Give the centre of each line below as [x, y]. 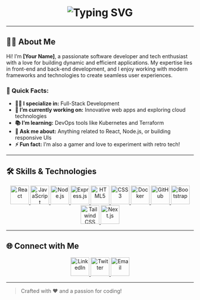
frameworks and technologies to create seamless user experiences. [89, 75]
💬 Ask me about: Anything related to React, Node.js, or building [93, 131]
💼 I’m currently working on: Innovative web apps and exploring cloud [100, 110]
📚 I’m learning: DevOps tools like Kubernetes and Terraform [89, 123]
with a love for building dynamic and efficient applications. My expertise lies [99, 62]
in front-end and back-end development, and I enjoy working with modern [97, 69]
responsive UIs [33, 138]
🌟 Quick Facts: [27, 90]
